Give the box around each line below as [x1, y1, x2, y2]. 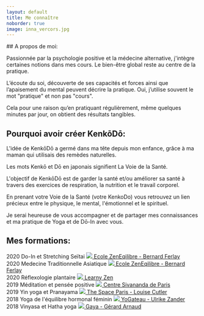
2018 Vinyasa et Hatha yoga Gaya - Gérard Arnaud [6, 303, 142, 310]
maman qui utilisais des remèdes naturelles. [6, 151, 117, 159]
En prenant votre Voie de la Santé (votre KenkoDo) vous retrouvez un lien [6, 193, 191, 200]
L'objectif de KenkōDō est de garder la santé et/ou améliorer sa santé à [6, 175, 185, 182]
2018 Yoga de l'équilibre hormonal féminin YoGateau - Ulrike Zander [6, 295, 185, 303]
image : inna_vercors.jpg [6, 26, 70, 32]
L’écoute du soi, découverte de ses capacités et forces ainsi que [6, 79, 169, 87]
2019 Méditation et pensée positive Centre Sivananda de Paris [6, 281, 171, 288]
